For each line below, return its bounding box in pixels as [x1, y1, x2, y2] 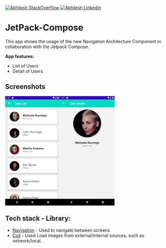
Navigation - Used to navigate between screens [12, 227, 110, 233]
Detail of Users [12, 68, 43, 74]
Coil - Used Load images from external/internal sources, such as [12, 233, 145, 239]
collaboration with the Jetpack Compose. [5, 44, 89, 50]
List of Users [12, 62, 39, 69]
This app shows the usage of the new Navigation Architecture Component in [5, 38, 161, 44]
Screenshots [5, 82, 46, 91]
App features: [5, 53, 35, 59]
